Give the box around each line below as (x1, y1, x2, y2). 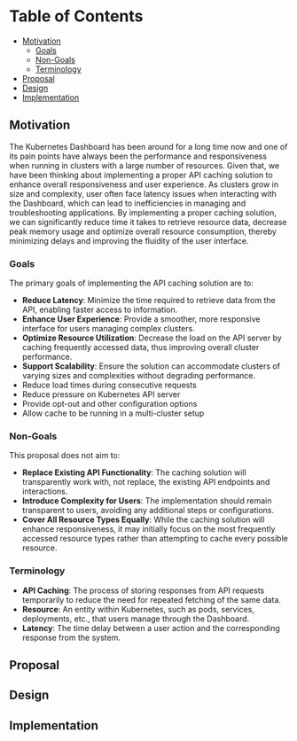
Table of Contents (9, 6, 144, 27)
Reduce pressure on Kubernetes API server (21, 389, 181, 400)
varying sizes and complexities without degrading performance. (21, 370, 255, 381)
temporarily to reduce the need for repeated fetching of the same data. (21, 594, 282, 604)
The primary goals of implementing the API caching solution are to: (9, 277, 254, 289)
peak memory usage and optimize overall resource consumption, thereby (9, 226, 277, 237)
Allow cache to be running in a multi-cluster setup (21, 408, 205, 418)
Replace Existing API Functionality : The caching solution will (21, 467, 246, 478)
